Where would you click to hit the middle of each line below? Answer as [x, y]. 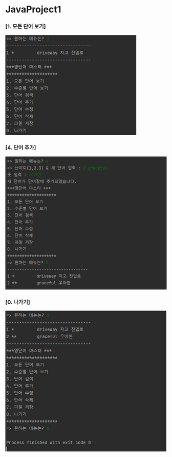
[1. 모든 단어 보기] [26, 27]
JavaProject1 [33, 10]
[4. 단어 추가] [21, 148]
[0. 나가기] [18, 302]
